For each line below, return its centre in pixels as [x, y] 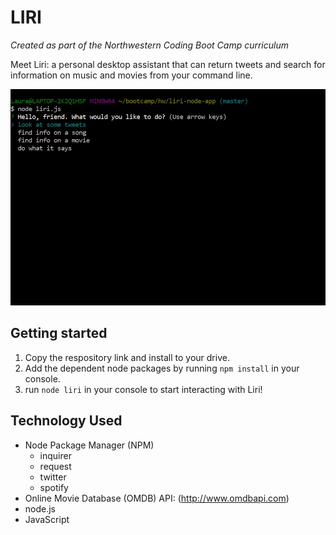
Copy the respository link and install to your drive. [127, 357]
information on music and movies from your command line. [131, 75]
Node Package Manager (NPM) [89, 445]
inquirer [55, 455]
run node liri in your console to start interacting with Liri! [143, 389]
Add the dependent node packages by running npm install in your [162, 368]
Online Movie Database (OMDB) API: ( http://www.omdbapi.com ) [157, 498]
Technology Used [66, 421]
